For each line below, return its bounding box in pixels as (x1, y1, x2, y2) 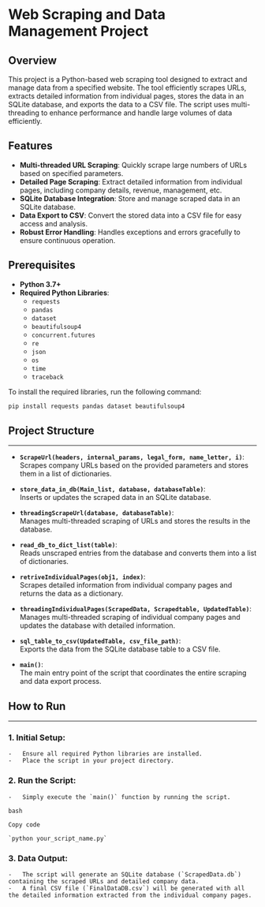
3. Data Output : (8, 853, 69, 864)
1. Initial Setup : (8, 732, 65, 743)
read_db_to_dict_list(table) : (19, 540, 118, 550)
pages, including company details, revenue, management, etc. (19, 185, 222, 195)
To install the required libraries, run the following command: (8, 386, 202, 396)
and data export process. (19, 677, 102, 686)
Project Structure (8, 424, 95, 437)
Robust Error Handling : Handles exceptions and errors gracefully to (19, 227, 241, 237)
